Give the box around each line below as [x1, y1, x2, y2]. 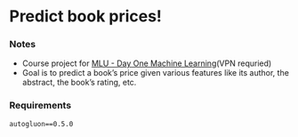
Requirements [9, 100, 72, 112]
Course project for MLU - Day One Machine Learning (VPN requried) [21, 58, 272, 68]
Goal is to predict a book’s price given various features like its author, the [21, 68, 289, 78]
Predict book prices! [9, 6, 163, 27]
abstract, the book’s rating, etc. [21, 77, 137, 88]
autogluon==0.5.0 [9, 119, 74, 128]
